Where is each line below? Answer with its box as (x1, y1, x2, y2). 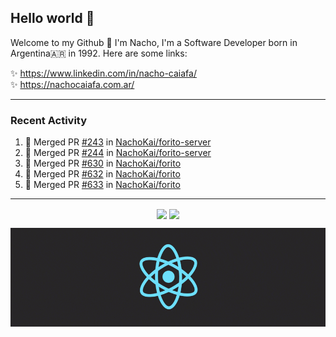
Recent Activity (10, 113, 88, 127)
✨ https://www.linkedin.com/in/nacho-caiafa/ (10, 67, 197, 79)
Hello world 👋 (10, 10, 95, 27)
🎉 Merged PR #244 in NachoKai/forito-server (24, 147, 212, 159)
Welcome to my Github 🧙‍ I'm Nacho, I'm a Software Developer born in (10, 36, 298, 48)
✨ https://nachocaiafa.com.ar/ (10, 78, 135, 90)
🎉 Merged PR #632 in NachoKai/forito (24, 168, 181, 180)
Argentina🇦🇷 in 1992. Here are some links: (10, 47, 188, 59)
